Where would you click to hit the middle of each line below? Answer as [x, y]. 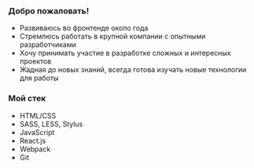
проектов [35, 61]
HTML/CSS [38, 115]
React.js [33, 141]
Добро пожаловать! [49, 11]
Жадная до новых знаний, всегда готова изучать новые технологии [133, 70]
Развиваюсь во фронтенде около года [84, 28]
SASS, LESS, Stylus [51, 124]
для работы [39, 78]
